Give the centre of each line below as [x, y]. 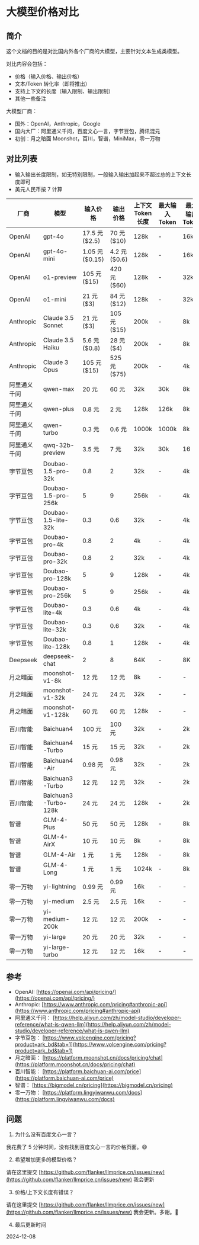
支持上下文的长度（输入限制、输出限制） [64, 91]
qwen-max [59, 389]
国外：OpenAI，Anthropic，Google [57, 124]
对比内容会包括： [27, 64]
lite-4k [53, 612]
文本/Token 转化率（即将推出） [52, 84]
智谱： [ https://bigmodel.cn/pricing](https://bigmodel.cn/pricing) [94, 1085]
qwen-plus [59, 409]
